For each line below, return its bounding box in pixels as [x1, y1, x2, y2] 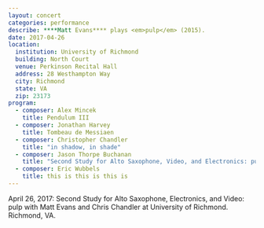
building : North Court [15, 56, 90, 64]
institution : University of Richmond [15, 48, 139, 56]
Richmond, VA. [8, 210, 57, 220]
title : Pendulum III [22, 114, 90, 122]
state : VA [15, 84, 47, 93]
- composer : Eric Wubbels [15, 165, 101, 173]
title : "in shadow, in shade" [22, 143, 122, 151]
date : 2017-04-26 [8, 33, 65, 42]
